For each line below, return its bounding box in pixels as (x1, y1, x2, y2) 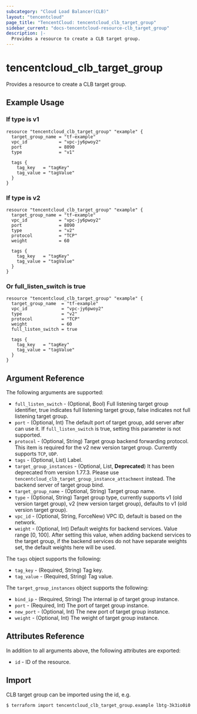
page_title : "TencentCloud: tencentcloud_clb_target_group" (6, 19, 157, 25)
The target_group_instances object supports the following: (6, 584, 149, 591)
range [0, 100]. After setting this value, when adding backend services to (14, 531, 191, 538)
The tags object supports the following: (6, 555, 102, 562)
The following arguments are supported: (6, 389, 104, 396)
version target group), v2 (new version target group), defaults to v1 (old (14, 500, 187, 507)
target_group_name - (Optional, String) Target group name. (14, 488, 156, 495)
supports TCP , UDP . (14, 450, 59, 457)
